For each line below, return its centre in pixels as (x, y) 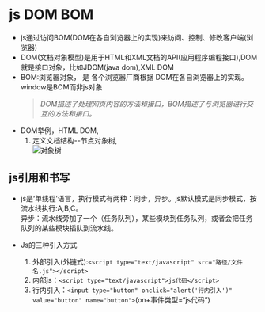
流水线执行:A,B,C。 (51, 208)
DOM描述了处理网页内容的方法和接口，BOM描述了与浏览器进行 (143, 104)
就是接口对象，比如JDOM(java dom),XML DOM (97, 67)
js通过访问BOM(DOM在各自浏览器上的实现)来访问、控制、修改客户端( (133, 37)
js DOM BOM (51, 15)
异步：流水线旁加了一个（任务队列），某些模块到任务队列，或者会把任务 (136, 218)
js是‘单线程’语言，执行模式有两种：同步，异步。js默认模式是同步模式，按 (138, 198)
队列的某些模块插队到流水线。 (69, 228)
